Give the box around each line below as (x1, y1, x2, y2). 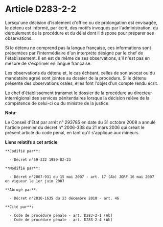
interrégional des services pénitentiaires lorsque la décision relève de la (5, 95, 150, 101)
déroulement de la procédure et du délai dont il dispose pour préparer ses (5, 30, 154, 36)
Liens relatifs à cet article (5, 139, 58, 145)
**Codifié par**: (5, 149, 41, 153)
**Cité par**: (5, 204, 34, 209)
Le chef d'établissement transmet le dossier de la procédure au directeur (5, 90, 153, 96)
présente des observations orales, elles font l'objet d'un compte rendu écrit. (5, 80, 158, 86)
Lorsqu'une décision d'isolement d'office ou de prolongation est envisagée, (5, 20, 158, 25)
